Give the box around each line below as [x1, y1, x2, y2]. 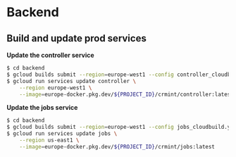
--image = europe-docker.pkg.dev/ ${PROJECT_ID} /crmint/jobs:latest [19, 143, 216, 150]
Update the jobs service [6, 103, 78, 112]
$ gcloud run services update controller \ [6, 77, 137, 84]
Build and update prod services [6, 32, 147, 44]
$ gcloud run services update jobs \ [6, 130, 118, 137]
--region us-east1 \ [19, 137, 80, 144]
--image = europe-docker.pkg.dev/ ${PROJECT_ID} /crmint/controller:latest [19, 91, 234, 98]
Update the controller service [6, 51, 94, 59]
